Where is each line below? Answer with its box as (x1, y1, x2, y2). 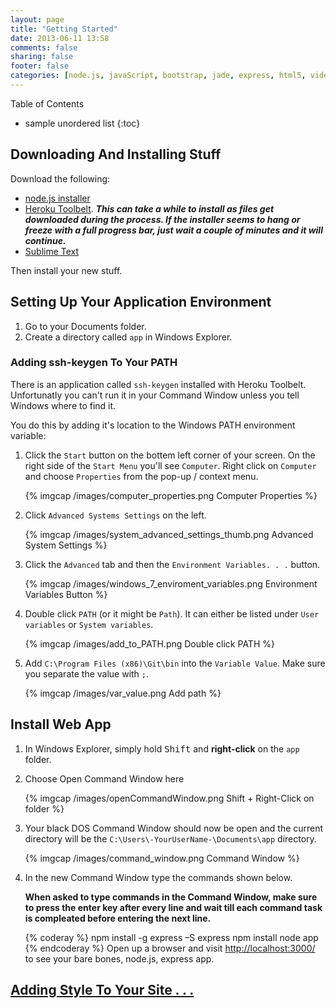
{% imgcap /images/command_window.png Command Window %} (24, 852, 300, 864)
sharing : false (10, 52, 74, 62)
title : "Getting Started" (10, 24, 118, 34)
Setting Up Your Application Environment (10, 294, 272, 311)
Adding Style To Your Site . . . (10, 982, 195, 998)
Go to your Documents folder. (24, 320, 147, 332)
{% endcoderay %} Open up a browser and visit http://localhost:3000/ (24, 942, 316, 954)
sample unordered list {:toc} (24, 117, 141, 129)
